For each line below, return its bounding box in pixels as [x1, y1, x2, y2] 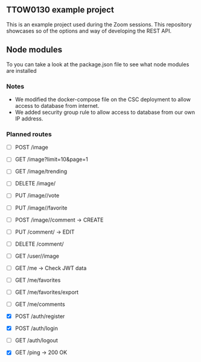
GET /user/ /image [14, 252, 59, 260]
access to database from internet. [14, 102, 100, 109]
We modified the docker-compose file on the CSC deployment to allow [14, 96, 191, 103]
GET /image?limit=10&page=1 [14, 156, 89, 163]
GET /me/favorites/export [14, 289, 79, 296]
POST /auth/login [14, 325, 59, 332]
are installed [6, 67, 37, 74]
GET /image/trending [14, 168, 68, 175]
